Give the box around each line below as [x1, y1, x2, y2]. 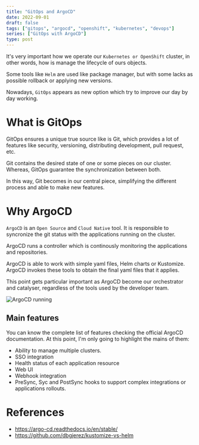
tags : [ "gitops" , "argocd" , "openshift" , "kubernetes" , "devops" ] [6, 25, 175, 32]
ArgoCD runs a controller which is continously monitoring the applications [6, 242, 188, 249]
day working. [6, 95, 39, 102]
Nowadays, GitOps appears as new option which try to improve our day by [6, 89, 188, 95]
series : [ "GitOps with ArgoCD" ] [6, 31, 86, 37]
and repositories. [6, 248, 48, 256]
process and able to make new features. [6, 183, 105, 191]
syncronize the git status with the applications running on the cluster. [6, 231, 176, 238]
